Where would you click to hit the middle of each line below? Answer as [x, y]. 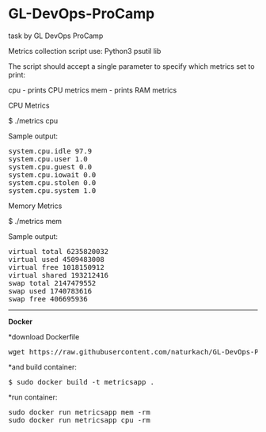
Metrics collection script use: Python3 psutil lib [85, 51]
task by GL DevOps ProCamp [56, 36]
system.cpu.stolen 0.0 [52, 182]
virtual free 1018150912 [56, 267]
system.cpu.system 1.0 [52, 190]
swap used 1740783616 [50, 291]
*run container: [33, 397]
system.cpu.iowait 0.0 [52, 174]
